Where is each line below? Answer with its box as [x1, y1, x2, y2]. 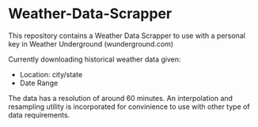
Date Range [19, 78, 59, 88]
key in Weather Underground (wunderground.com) [8, 39, 174, 48]
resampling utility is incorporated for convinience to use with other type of [8, 102, 251, 111]
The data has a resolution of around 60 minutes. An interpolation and [8, 93, 233, 103]
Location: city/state [19, 69, 83, 79]
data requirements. [8, 110, 70, 119]
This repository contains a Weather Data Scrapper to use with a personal [8, 31, 245, 40]
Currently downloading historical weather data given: [8, 54, 181, 64]
